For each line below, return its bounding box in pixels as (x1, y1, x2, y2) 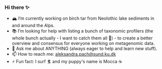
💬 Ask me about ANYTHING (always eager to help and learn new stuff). (11, 46, 158, 52)
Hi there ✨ (4, 4, 30, 11)
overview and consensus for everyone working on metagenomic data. (11, 40, 155, 46)
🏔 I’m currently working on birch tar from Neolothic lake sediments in (11, 15, 155, 21)
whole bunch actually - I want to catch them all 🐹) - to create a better (11, 35, 153, 41)
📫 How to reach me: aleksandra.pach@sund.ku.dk (11, 51, 116, 57)
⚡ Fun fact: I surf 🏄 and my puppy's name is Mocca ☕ (11, 59, 122, 65)
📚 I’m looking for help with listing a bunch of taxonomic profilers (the (11, 28, 154, 34)
